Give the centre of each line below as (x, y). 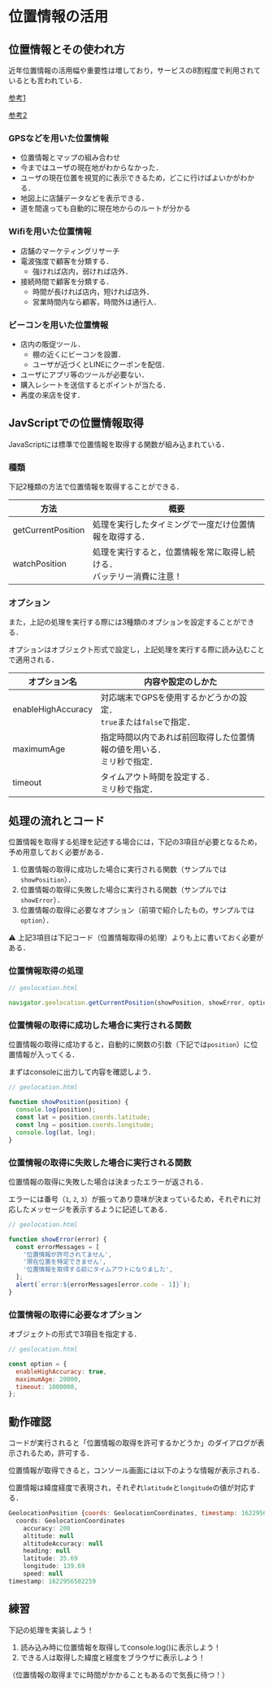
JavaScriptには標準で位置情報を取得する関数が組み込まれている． (119, 444)
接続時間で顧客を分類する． (67, 281)
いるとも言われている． (48, 81)
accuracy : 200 (47, 1528)
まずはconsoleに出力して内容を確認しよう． (82, 1072)
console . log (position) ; (56, 1110)
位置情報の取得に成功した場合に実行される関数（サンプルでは (123, 870)
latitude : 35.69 (51, 1559)
